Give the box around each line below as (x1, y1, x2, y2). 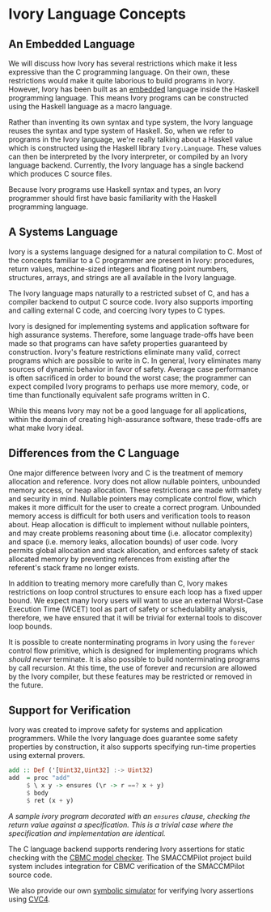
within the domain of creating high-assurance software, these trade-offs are (8, 414, 263, 424)
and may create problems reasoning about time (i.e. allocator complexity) (8, 528, 253, 538)
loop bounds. (8, 621, 53, 631)
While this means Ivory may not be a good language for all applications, (8, 406, 247, 416)
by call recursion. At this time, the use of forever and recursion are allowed (8, 663, 257, 672)
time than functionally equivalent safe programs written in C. (8, 390, 210, 399)
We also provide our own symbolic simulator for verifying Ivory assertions (8, 885, 254, 895)
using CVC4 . (8, 894, 51, 904)
